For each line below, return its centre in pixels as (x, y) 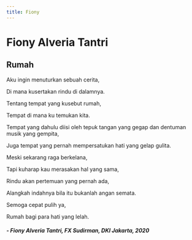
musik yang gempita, (33, 133)
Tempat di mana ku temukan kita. (48, 115)
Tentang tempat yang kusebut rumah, (54, 103)
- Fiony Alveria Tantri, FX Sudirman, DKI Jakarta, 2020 (78, 231)
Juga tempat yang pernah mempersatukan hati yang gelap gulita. (89, 145)
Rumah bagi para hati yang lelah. (48, 216)
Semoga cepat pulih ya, (36, 204)
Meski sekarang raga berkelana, (47, 157)
